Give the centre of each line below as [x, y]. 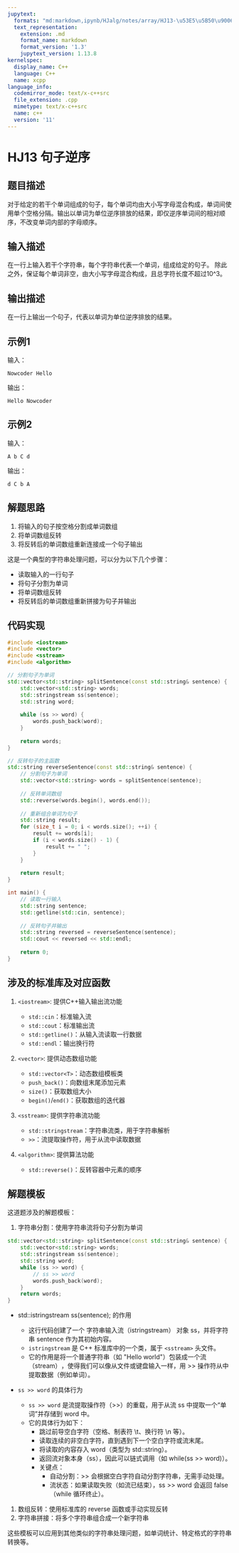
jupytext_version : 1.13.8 [59, 54]
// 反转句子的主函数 [33, 761]
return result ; [43, 873]
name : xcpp [30, 80]
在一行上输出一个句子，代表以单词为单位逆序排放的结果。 [91, 317]
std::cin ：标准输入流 [60, 1016]
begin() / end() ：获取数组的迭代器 [77, 1100]
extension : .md [43, 34]
